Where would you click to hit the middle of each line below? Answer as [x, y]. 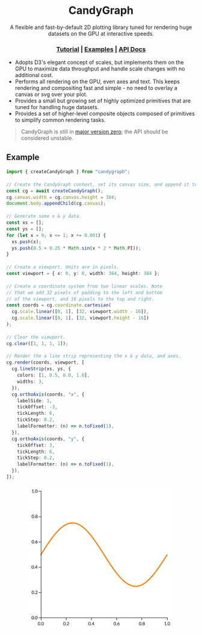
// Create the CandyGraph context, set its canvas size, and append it [98, 185]
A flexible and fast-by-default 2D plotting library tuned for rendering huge [101, 27]
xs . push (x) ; [27, 242]
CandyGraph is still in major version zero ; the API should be [94, 132]
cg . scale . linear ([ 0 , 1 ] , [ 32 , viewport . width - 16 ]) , [80, 312]
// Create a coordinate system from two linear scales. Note [84, 286]
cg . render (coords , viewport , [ [45, 362]
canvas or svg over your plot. [51, 95]
